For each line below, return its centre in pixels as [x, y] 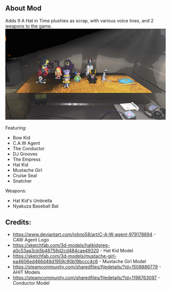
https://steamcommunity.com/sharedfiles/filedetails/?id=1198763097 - [86, 277]
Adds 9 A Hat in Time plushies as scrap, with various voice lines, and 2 [79, 20]
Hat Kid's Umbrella [32, 201]
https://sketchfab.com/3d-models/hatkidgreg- [61, 245]
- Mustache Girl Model [123, 261]
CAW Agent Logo [31, 240]
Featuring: [16, 128]
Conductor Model [31, 283]
